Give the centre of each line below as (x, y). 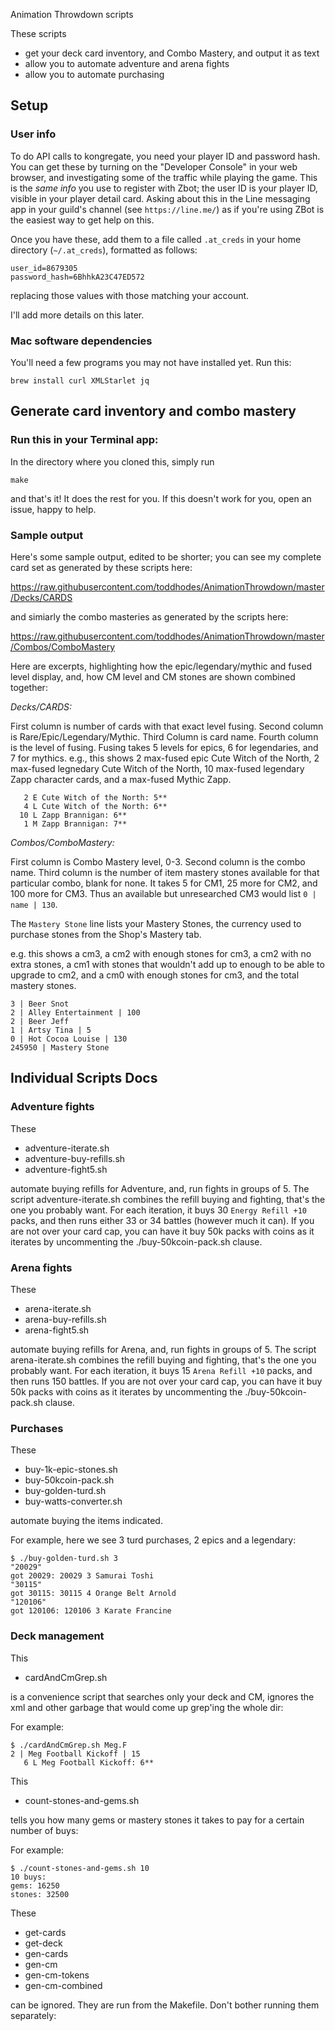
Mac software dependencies (81, 341)
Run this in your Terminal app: (84, 440)
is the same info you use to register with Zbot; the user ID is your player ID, (164, 188)
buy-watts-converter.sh (73, 1501)
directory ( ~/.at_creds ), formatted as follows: (104, 250)
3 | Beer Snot (40, 1004)
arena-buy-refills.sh (65, 1319)
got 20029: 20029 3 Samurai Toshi (82, 1576)
